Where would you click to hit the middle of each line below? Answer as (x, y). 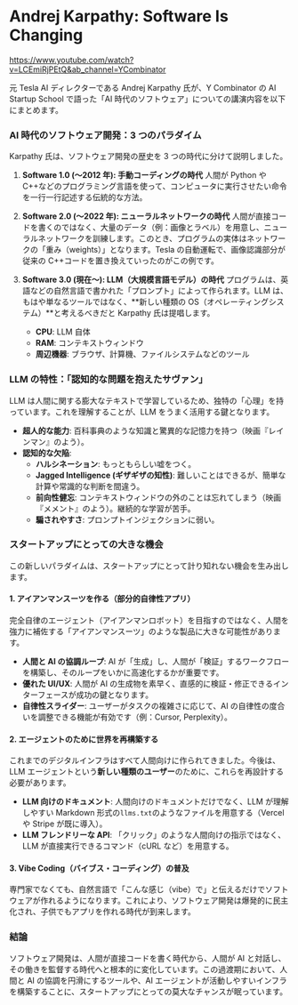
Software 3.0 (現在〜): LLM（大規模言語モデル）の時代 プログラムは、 (151, 280)
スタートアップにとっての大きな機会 (86, 544)
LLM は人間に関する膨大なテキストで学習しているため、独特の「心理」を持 (147, 400)
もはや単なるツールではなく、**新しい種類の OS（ (114, 302)
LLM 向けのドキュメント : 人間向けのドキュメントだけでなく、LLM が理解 (155, 801)
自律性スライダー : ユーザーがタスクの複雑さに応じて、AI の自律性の (145, 706)
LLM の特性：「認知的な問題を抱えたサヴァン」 (109, 380)
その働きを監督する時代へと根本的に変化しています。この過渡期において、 (145, 969)
